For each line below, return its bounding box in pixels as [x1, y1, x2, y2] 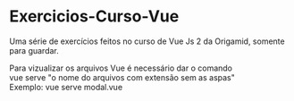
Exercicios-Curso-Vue [9, 6, 180, 27]
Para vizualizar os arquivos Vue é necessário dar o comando [9, 63, 232, 73]
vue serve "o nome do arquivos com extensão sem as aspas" [9, 72, 235, 82]
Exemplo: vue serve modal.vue [9, 81, 123, 92]
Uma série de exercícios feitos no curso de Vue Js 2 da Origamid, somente [9, 36, 285, 46]
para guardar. [9, 45, 60, 55]
